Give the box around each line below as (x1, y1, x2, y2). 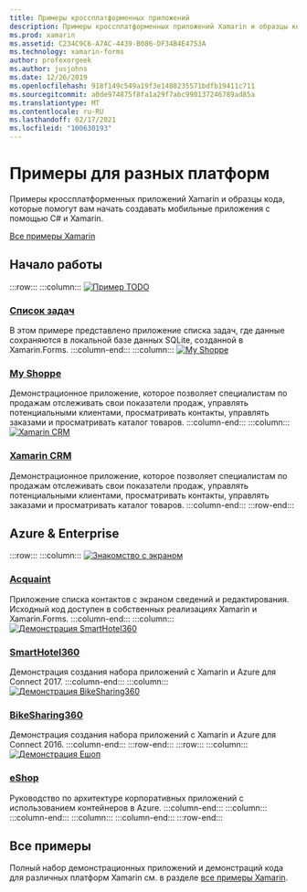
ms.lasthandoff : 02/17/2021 (9, 115, 117, 124)
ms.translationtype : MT (9, 98, 101, 108)
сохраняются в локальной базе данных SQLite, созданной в (9, 334, 244, 345)
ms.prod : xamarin (9, 30, 76, 39)
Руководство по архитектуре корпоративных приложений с (9, 792, 244, 803)
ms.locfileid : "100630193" (9, 124, 112, 133)
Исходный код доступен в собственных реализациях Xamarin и (9, 603, 258, 614)
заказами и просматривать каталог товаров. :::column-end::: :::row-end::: (9, 499, 294, 510)
